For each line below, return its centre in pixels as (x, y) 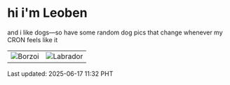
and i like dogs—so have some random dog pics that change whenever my (115, 32)
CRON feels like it (33, 39)
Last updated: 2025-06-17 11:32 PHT (60, 73)
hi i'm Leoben (47, 13)
